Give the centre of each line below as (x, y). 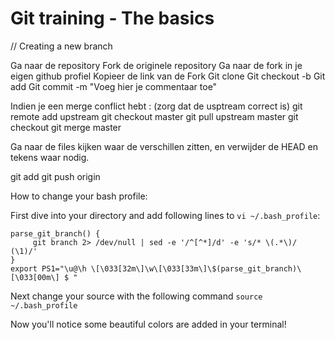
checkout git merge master (66, 127)
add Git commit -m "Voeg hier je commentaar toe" (114, 86)
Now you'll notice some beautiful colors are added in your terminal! (148, 324)
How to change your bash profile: (79, 196)
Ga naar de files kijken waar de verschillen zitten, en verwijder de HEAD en (164, 146)
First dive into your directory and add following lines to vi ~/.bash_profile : (165, 215)
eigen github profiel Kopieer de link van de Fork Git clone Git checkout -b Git (168, 76)
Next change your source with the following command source (136, 296)
